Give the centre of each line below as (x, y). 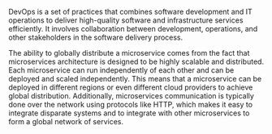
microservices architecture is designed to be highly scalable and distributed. (136, 61)
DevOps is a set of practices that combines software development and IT (131, 12)
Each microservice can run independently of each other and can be (121, 70)
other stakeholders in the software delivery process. (96, 37)
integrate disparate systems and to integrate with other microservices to (129, 113)
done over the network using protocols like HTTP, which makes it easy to (131, 105)
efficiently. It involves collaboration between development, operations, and (133, 29)
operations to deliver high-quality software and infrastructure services (126, 20)
